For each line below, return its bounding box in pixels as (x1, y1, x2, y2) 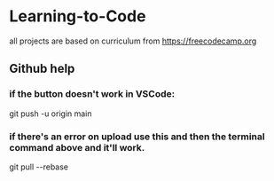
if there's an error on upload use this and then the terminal (9, 130, 265, 143)
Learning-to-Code (9, 6, 146, 27)
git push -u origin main (9, 108, 92, 119)
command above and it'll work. (9, 141, 145, 153)
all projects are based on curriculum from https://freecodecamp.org (9, 35, 257, 46)
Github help (9, 61, 75, 76)
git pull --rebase (9, 161, 69, 172)
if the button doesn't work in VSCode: (9, 88, 176, 100)
